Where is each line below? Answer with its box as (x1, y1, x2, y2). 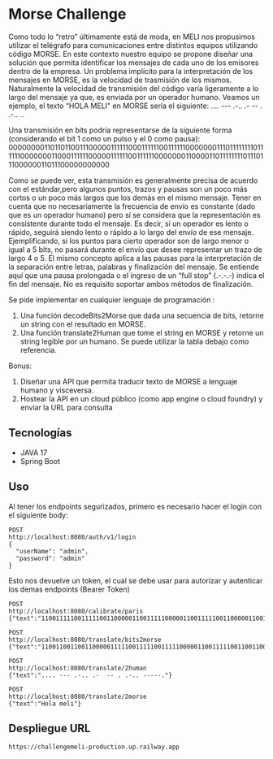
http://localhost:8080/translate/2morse (8, 692, 148, 700)
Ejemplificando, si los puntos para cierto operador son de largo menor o (8, 236, 249, 245)
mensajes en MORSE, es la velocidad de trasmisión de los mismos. (8, 75, 232, 85)
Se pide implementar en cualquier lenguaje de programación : (8, 294, 215, 305)
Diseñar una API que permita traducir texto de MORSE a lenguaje (19, 376, 238, 386)
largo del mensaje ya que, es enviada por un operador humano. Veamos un (8, 92, 260, 102)
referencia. (19, 345, 57, 354)
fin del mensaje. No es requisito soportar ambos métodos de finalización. (8, 279, 253, 288)
